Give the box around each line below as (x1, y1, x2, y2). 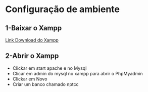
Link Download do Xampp (5, 37, 59, 43)
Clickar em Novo (12, 76, 47, 82)
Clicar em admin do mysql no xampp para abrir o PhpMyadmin (12, 70, 143, 76)
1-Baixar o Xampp (5, 24, 62, 32)
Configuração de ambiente (5, 4, 120, 15)
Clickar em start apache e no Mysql (12, 65, 87, 71)
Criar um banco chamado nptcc (12, 81, 79, 87)
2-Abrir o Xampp (5, 52, 59, 60)
